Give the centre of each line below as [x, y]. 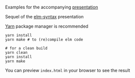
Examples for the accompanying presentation [52, 7]
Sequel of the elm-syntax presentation [44, 17]
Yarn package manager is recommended [47, 26]
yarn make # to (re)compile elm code [44, 39]
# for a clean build [27, 48]
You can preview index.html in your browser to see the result [68, 70]
